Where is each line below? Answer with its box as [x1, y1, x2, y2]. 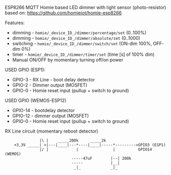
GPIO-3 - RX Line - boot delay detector [12, 77, 96, 82]
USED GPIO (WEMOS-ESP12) [5, 97, 67, 103]
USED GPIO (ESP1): [5, 67, 46, 73]
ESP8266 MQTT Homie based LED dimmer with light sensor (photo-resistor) [5, 5, 166, 10]
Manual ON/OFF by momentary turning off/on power [12, 57, 124, 63]
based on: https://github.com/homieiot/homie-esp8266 [5, 10, 122, 16]
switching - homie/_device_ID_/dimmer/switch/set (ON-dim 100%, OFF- [12, 40, 164, 47]
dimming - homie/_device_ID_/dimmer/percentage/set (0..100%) [12, 30, 147, 35]
